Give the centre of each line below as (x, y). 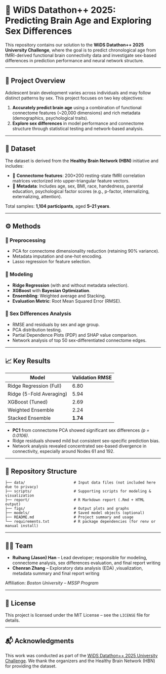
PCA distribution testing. (37, 330)
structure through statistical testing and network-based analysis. (78, 129)
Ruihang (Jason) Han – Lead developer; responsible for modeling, (80, 558)
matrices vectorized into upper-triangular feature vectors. (71, 180)
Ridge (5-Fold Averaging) (38, 394)
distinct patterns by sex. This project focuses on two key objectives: (74, 98)
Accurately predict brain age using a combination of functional (77, 107)
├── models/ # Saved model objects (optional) (75, 513)
